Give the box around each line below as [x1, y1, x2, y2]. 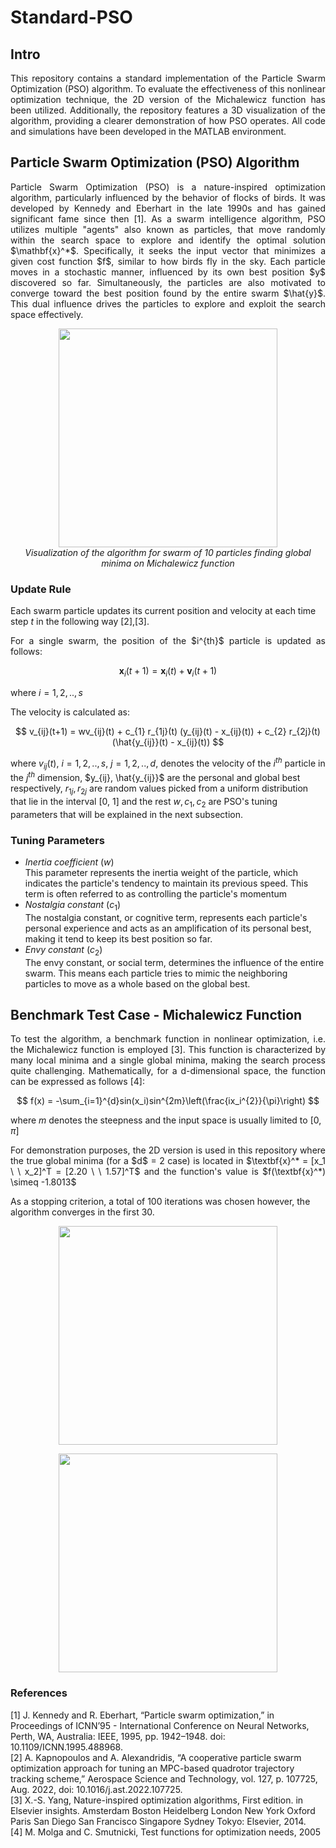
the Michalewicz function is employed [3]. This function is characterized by [10, 1044, 326, 1056]
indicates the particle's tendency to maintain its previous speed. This [24, 877, 309, 889]
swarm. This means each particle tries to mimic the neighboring [24, 967, 288, 979]
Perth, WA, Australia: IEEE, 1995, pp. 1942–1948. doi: [10, 1730, 226, 1742]
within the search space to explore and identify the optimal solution [10, 234, 326, 246]
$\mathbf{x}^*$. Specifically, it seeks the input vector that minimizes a [10, 244, 326, 256]
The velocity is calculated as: [10, 706, 131, 718]
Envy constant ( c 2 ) [24, 943, 103, 958]
